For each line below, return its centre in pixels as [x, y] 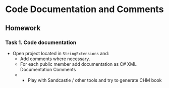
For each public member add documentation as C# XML [78, 64]
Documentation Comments [48, 69]
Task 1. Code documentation [41, 42]
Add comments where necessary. [55, 59]
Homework [23, 28]
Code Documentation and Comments [84, 9]
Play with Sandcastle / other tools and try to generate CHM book [95, 80]
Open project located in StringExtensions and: [61, 53]
